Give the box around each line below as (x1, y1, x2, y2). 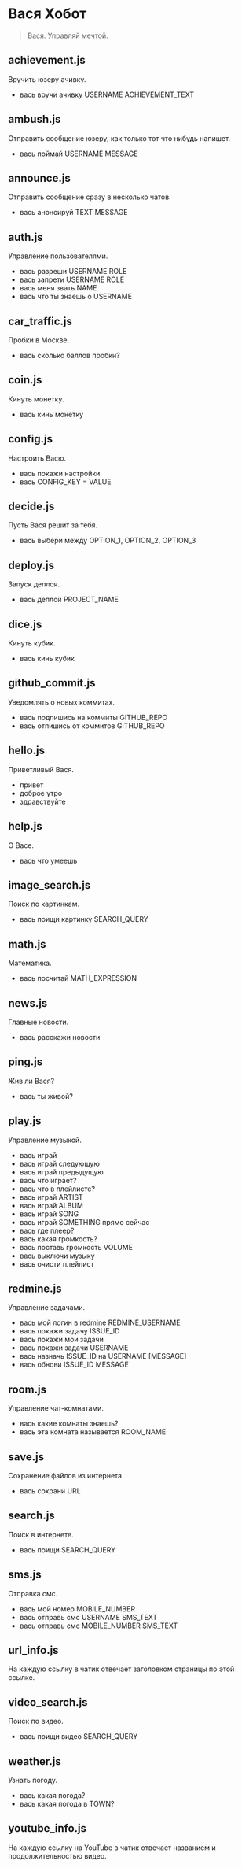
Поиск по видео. (8, 1717, 64, 1726)
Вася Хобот (8, 5, 87, 23)
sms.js (8, 1568, 42, 1581)
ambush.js (8, 113, 61, 126)
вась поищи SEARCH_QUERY (19, 1544, 116, 1555)
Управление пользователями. (8, 251, 108, 261)
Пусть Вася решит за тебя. (8, 520, 98, 530)
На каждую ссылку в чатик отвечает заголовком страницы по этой (8, 1664, 235, 1674)
